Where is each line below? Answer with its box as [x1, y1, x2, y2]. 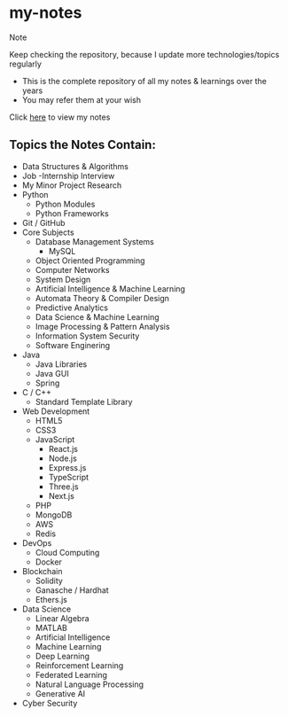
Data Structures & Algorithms [21, 160, 128, 171]
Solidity [35, 575, 64, 586]
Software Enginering [35, 339, 111, 350]
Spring [35, 378, 60, 388]
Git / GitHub [21, 217, 66, 228]
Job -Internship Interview [21, 170, 115, 181]
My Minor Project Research [21, 180, 122, 191]
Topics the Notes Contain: [9, 137, 157, 152]
